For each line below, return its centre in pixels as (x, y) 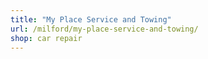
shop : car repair (46, 38)
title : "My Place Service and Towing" (91, 19)
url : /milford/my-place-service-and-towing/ (104, 29)
